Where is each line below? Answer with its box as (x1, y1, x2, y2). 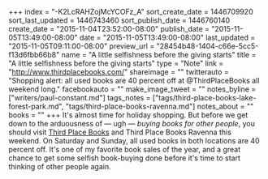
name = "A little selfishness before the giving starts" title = (61, 50, 257, 59)
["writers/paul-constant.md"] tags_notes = (8, 93, 151, 102)
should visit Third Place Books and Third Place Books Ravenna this (8, 127, 231, 137)
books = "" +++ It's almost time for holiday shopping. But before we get (8, 110, 249, 120)
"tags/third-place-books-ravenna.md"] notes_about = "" (65, 101, 254, 111)
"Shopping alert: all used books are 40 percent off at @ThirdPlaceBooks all (8, 76, 260, 85)
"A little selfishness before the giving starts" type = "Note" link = (8, 58, 224, 68)
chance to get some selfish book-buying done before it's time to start (8, 153, 241, 163)
